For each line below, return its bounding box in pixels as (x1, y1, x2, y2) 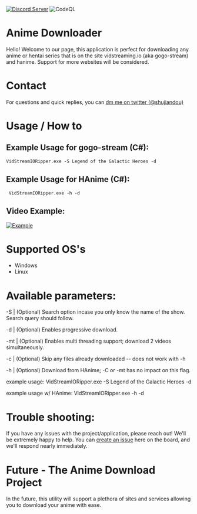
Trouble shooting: (6, 411, 95, 424)
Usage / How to (6, 119, 82, 133)
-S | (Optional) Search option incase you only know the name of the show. (6, 308, 185, 315)
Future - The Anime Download (6, 463, 156, 477)
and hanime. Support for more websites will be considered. (6, 58, 149, 65)
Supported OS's (6, 242, 86, 256)
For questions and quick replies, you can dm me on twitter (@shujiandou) (6, 98, 184, 106)
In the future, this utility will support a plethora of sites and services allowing (6, 495, 191, 502)
